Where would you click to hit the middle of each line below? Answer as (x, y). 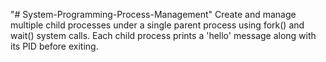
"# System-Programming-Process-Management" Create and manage (153, 14)
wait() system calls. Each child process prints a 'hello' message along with (163, 35)
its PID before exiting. (54, 46)
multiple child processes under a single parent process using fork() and (157, 25)
